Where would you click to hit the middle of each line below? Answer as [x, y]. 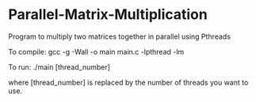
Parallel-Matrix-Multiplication [108, 15]
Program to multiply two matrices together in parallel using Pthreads [120, 36]
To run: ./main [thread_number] [59, 67]
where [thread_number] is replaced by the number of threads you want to [128, 82]
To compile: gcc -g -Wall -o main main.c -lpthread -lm [96, 51]
